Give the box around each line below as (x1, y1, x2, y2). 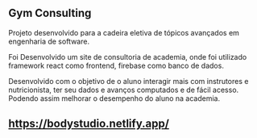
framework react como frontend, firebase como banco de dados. (8, 61, 224, 70)
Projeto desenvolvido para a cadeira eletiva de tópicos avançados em (8, 27, 240, 37)
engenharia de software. (8, 36, 90, 46)
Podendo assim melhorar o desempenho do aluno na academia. (8, 93, 220, 103)
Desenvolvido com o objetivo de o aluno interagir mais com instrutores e (8, 76, 249, 86)
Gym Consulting (8, 6, 92, 20)
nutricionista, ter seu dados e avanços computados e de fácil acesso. (8, 85, 239, 94)
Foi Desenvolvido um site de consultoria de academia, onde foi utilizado (8, 52, 247, 61)
